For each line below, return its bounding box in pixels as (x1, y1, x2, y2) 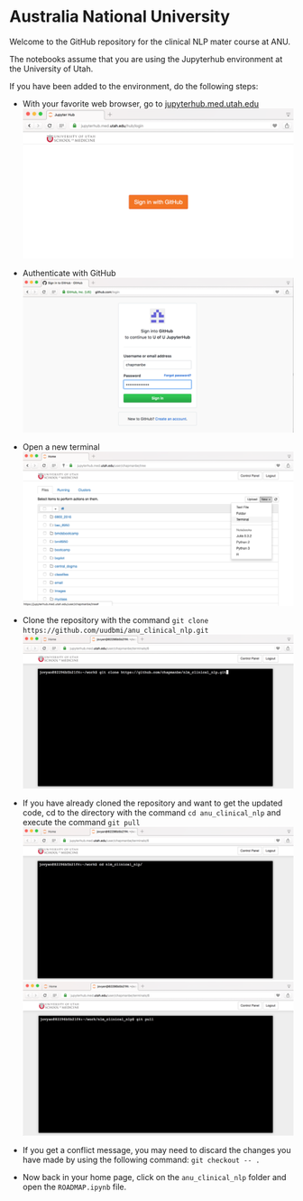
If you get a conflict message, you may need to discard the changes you (22, 1144, 291, 1155)
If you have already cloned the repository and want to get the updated (22, 797, 283, 808)
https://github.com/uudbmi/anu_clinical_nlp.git (22, 626, 209, 635)
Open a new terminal (22, 442, 101, 452)
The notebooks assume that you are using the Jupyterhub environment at (9, 53, 283, 64)
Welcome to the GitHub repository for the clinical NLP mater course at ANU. (9, 36, 291, 47)
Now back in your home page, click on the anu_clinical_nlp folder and (22, 1171, 287, 1182)
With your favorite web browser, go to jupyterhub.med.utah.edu (22, 98, 260, 109)
